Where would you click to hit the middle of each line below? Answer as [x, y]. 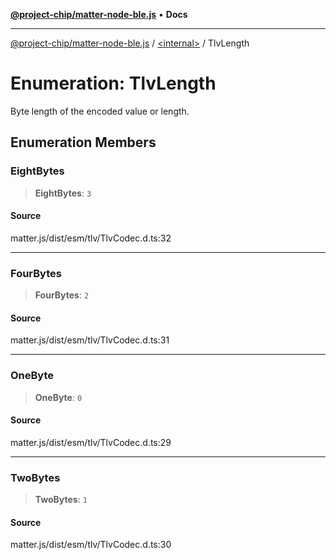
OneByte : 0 [58, 397]
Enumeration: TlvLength [113, 83]
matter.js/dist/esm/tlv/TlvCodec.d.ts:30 [91, 545]
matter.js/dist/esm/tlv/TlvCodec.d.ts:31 [90, 340]
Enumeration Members [83, 142]
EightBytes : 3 [63, 193]
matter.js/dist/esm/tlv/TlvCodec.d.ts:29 [91, 442]
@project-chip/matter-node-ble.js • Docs [99, 14]
